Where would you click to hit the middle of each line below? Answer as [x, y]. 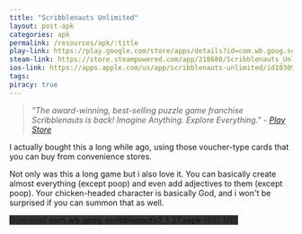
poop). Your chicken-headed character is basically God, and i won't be [140, 193]
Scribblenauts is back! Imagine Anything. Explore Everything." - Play [158, 120]
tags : [19, 76]
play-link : [30, 51]
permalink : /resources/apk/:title [74, 43]
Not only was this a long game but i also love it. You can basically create [143, 174]
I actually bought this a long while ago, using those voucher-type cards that [149, 147]
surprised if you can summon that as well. [87, 202]
